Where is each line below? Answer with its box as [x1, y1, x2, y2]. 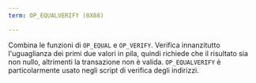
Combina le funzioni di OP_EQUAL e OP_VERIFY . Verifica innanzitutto [8, 40, 220, 50]
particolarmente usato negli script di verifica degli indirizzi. [8, 65, 200, 75]
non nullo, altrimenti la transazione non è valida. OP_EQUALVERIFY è [8, 57, 221, 66]
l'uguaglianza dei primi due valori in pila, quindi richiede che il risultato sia [8, 48, 249, 58]
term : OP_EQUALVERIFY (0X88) [8, 11, 104, 20]
